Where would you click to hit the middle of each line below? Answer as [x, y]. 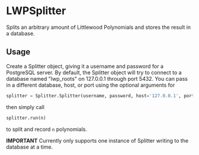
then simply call [25, 107]
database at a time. [30, 147]
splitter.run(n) [26, 118]
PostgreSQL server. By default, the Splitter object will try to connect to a [94, 72]
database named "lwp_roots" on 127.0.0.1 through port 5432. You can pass [97, 78]
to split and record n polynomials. [47, 129]
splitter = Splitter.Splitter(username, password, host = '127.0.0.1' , [94, 95]
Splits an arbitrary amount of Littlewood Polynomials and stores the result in [99, 27]
